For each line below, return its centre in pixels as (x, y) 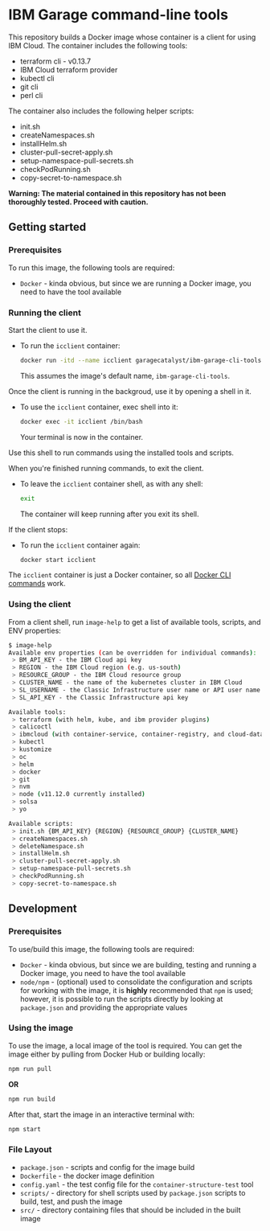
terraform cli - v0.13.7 (55, 61)
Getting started (47, 227)
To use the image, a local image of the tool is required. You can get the (125, 1045)
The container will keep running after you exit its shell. (109, 514)
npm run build (32, 1099)
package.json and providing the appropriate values (104, 1007)
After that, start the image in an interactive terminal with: (102, 1114)
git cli (29, 87)
